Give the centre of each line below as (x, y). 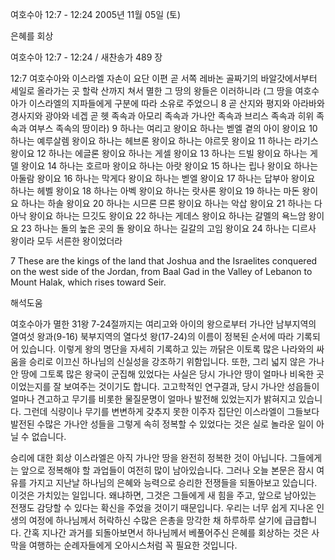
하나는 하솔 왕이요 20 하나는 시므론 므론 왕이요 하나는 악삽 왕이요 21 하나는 (166, 203)
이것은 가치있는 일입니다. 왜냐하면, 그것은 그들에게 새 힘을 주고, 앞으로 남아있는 (163, 495)
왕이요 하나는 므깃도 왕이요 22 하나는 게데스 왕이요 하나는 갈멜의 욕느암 (167, 216)
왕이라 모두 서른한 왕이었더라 (66, 241)
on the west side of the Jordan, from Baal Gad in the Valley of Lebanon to (161, 271)
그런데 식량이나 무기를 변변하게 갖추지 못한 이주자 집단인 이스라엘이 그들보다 (171, 411)
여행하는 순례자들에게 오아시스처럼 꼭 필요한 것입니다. (133, 545)
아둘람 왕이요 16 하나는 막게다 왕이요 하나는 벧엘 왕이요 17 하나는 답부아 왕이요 (163, 178)
